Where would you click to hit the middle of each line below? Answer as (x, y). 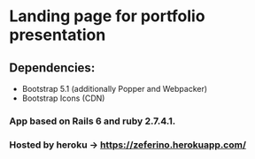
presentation (58, 35)
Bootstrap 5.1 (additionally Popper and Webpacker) (115, 89)
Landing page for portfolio (107, 16)
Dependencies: (52, 68)
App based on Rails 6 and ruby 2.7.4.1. (93, 121)
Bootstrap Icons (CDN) (63, 98)
